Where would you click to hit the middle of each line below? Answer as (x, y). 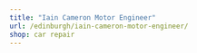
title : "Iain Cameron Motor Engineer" (83, 18)
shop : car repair (42, 34)
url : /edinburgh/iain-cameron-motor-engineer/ (99, 26)
